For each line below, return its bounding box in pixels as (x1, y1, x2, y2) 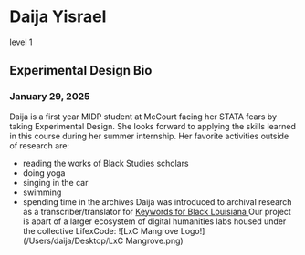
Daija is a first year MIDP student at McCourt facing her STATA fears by (9, 111, 277, 122)
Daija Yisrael (9, 6, 107, 27)
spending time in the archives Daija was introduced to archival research (22, 196, 292, 207)
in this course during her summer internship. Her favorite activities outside (9, 130, 289, 141)
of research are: (9, 139, 70, 151)
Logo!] (180, 225, 205, 236)
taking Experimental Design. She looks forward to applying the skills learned (9, 120, 297, 131)
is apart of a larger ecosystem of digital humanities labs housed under (22, 216, 287, 227)
